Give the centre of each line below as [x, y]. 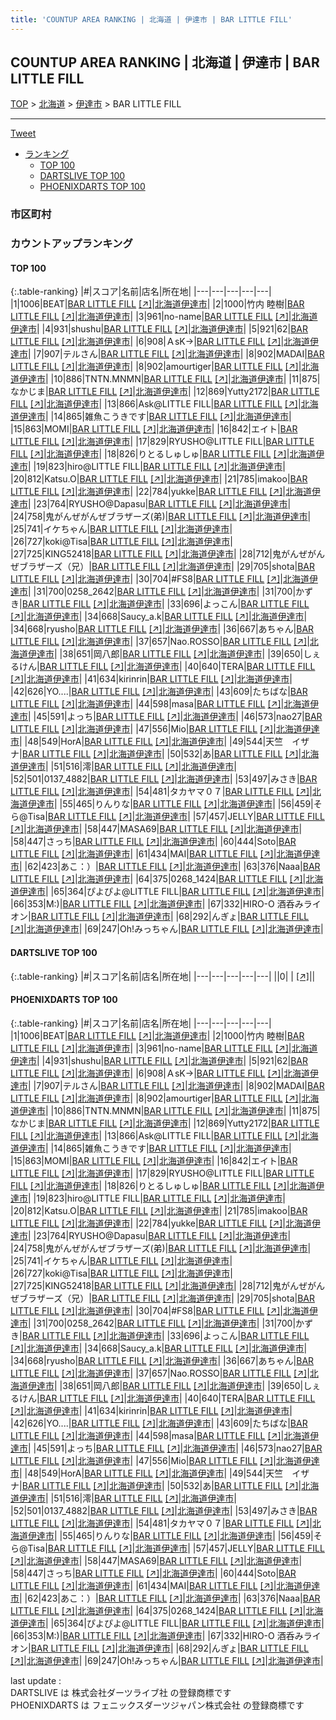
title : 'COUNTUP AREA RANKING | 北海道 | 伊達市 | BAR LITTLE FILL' [151, 19]
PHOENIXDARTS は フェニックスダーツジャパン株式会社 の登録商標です [157, 1705]
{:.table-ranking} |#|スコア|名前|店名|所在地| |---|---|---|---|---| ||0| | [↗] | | [163, 976]
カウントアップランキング [71, 244]
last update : [36, 1680]
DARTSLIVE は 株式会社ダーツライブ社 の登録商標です [121, 1692]
